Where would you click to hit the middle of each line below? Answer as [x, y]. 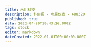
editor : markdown [23, 32]
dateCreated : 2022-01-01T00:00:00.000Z [45, 37]
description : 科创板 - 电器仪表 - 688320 [45, 14]
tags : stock [17, 28]
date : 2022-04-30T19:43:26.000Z [38, 23]
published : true [21, 19]
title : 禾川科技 [20, 10]
